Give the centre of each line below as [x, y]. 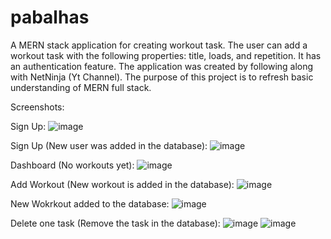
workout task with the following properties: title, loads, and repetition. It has [166, 55]
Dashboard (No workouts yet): [72, 165]
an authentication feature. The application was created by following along [162, 66]
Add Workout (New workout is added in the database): [122, 184]
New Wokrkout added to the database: [90, 203]
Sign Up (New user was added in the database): [109, 145]
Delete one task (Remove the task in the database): [115, 223]
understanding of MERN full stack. [81, 87]
